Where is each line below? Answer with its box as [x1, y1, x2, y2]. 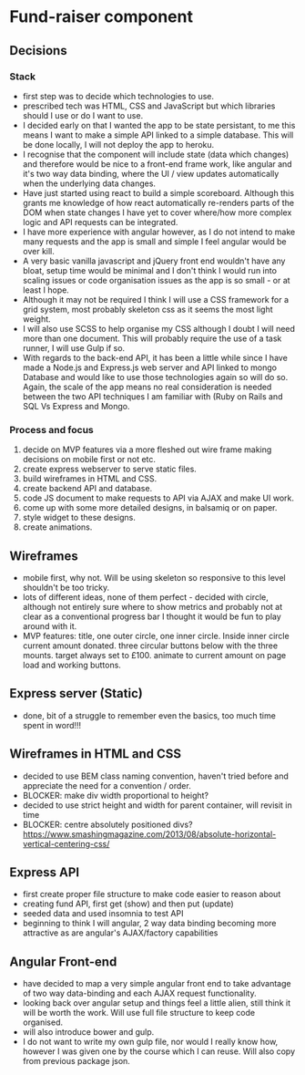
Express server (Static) [9, 686, 143, 701]
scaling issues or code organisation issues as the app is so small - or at [22, 274, 290, 285]
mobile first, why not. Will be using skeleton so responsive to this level [22, 572, 286, 583]
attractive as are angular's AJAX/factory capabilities [22, 927, 219, 938]
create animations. [22, 522, 93, 532]
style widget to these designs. [22, 512, 137, 523]
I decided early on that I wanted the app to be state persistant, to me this [22, 119, 296, 130]
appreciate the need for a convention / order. [22, 780, 191, 791]
